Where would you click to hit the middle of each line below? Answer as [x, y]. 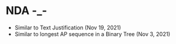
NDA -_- [26, 11]
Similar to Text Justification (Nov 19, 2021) [68, 28]
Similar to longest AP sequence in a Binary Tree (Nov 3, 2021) [92, 34]
